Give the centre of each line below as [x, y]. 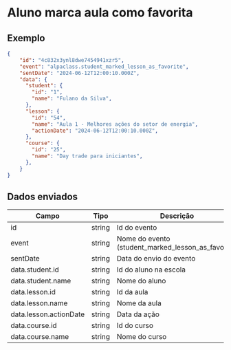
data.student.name [41, 281]
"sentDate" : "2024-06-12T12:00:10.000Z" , [79, 73]
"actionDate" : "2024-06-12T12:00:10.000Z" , [95, 131]
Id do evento [137, 228]
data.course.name [40, 337]
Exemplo [26, 38]
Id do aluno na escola [151, 270]
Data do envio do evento [156, 259]
